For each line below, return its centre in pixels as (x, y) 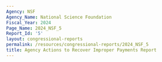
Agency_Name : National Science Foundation (59, 17)
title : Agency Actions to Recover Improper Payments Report (82, 50)
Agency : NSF (21, 12)
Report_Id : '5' (25, 34)
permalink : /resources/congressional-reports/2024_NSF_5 (77, 45)
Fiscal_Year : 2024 (29, 22)
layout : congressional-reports (44, 39)
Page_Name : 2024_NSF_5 (34, 28)
